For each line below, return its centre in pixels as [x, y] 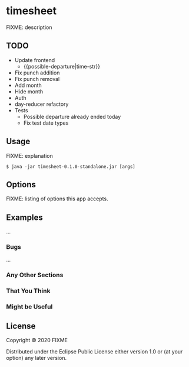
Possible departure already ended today [72, 116]
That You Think [28, 291]
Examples [24, 217]
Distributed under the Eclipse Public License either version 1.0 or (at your [94, 352]
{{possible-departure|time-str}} [62, 66]
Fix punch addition [37, 73]
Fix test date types [46, 123]
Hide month [29, 91]
